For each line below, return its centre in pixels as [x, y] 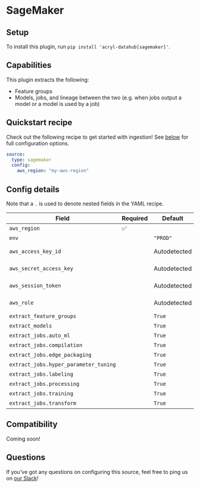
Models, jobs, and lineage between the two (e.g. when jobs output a [98, 97]
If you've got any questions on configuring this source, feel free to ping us [97, 472]
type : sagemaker [32, 160]
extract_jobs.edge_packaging [50, 355]
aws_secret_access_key [41, 268]
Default [173, 218]
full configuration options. [38, 143]
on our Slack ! [22, 478]
